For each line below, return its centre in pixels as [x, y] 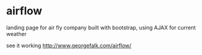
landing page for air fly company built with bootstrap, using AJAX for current [101, 27]
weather [17, 33]
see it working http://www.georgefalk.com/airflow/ [69, 45]
